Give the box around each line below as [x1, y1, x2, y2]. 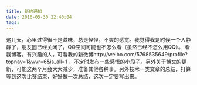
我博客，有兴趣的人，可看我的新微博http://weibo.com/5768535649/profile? [6, 51, 188, 58]
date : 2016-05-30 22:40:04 [6, 14, 72, 20]
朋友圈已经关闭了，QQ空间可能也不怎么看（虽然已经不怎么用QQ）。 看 [21, 43, 191, 50]
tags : [6, 19, 19, 25]
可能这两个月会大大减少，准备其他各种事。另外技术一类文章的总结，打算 [16, 66, 191, 73]
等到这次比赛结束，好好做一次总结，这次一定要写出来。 [6, 73, 140, 80]
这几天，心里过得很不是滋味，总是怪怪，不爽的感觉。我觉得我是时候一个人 [6, 36, 186, 43]
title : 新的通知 [6, 8, 42, 15]
